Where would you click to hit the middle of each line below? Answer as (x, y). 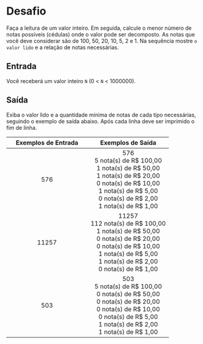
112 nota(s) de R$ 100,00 (128, 223)
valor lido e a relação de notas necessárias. (63, 47)
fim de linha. (22, 127)
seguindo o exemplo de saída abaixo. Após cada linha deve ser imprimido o (101, 121)
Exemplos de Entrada (47, 143)
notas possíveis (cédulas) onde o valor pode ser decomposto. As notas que (101, 34)
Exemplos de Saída (128, 143)
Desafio (26, 11)
